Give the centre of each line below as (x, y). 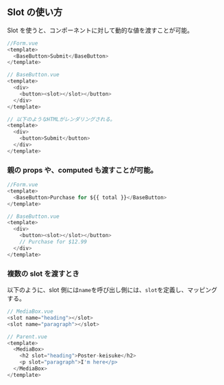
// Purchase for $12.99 (53, 242)
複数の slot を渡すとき (43, 274)
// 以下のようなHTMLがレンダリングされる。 (61, 119)
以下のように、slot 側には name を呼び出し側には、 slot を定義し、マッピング (112, 290)
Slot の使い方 (35, 12)
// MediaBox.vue (30, 311)
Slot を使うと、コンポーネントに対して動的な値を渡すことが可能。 (100, 30)
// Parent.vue (27, 337)
